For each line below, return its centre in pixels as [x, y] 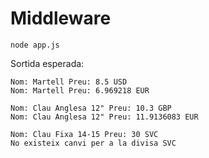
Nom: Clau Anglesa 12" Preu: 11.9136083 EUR [104, 117]
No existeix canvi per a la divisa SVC [93, 143]
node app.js [35, 45]
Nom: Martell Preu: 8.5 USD [69, 82]
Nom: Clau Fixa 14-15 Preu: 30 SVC [84, 134]
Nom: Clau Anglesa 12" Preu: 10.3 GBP [91, 108]
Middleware [61, 18]
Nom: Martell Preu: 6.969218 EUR [80, 90]
